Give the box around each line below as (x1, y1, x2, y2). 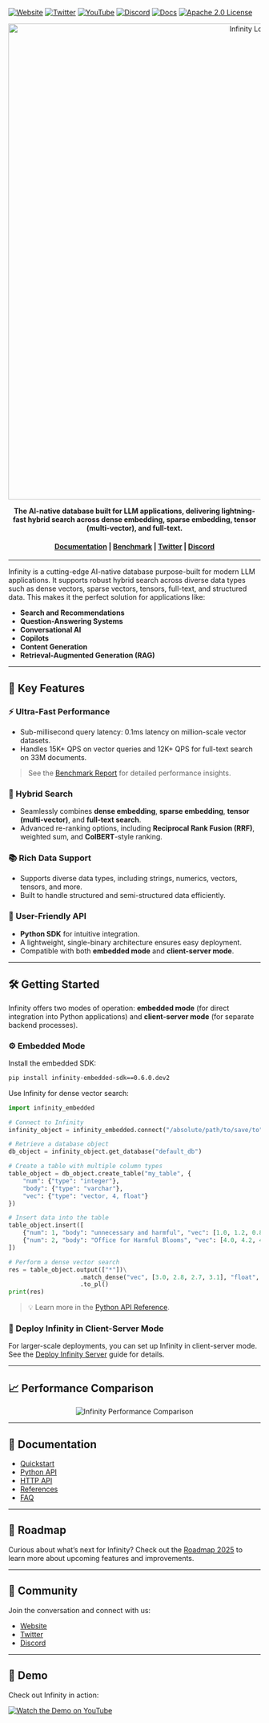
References (19, 1484, 58, 1494)
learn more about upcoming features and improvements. (8, 1553, 195, 1563)
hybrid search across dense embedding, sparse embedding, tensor (27, 515, 256, 524)
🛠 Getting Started (8, 978, 100, 992)
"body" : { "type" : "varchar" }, (22, 1184, 124, 1192)
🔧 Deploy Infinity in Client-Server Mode (8, 1323, 164, 1334)
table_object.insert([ (8, 1221, 84, 1230)
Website (19, 1620, 48, 1631)
